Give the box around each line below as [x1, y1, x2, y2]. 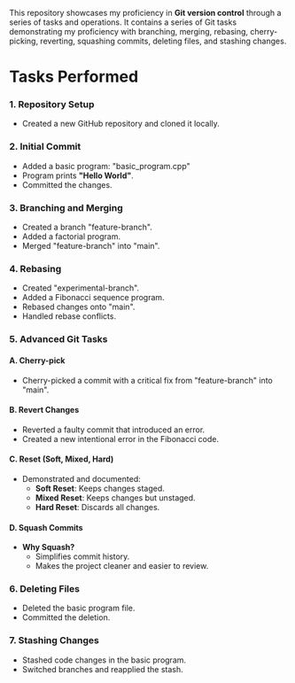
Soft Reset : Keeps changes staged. [35, 483, 166, 493]
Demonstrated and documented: [21, 473, 142, 484]
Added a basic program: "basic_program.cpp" [21, 160, 190, 171]
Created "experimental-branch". [21, 283, 140, 293]
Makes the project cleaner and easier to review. [35, 561, 209, 571]
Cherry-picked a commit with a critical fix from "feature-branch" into [21, 375, 273, 385]
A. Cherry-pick [9, 354, 66, 366]
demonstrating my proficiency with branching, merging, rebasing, [9, 27, 249, 36]
